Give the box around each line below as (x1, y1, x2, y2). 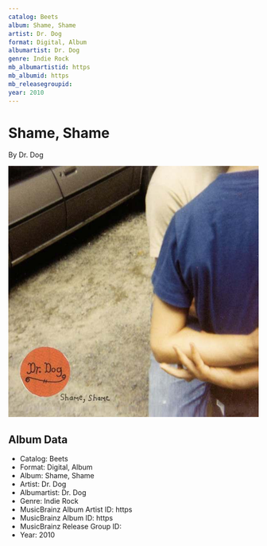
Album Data (8, 433, 68, 446)
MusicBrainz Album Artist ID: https (19, 505, 133, 514)
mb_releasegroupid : (8, 80, 73, 88)
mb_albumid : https (8, 72, 69, 80)
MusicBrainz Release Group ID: (19, 522, 122, 532)
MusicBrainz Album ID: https (19, 513, 114, 523)
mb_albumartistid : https (8, 64, 91, 72)
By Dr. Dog (8, 150, 44, 159)
